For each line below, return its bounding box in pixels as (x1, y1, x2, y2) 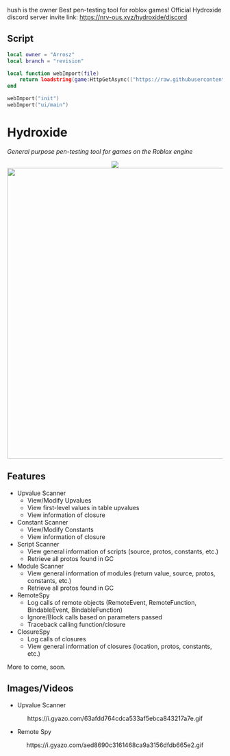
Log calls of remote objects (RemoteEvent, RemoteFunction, (27, 598, 197, 606)
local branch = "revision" (7, 58, 84, 65)
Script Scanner (16, 540, 60, 548)
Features (7, 470, 46, 483)
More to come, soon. (7, 663, 66, 671)
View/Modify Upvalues (27, 496, 92, 504)
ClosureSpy (16, 628, 50, 636)
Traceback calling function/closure (27, 620, 126, 628)
